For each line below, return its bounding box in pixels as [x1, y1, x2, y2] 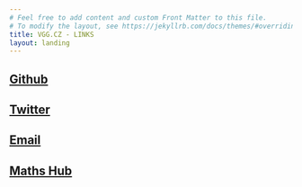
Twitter [9, 102, 51, 118]
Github [9, 71, 49, 86]
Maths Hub [9, 163, 73, 178]
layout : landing [9, 38, 70, 48]
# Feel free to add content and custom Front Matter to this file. [9, 13, 268, 22]
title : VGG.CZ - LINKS [9, 30, 94, 39]
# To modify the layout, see [9, 22, 119, 31]
